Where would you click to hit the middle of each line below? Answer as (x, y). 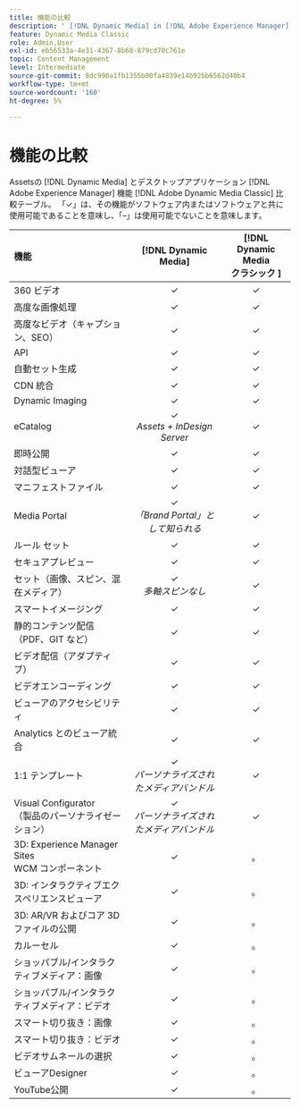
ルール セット (42, 546)
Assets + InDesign (175, 427)
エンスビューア (71, 899)
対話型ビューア (45, 470)
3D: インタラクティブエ (62, 885)
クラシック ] (256, 274)
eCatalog (33, 427)
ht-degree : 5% (36, 101)
